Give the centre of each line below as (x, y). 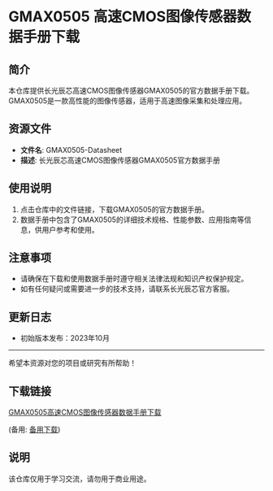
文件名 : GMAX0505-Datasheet (71, 150)
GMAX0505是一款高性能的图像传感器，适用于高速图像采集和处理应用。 (128, 101)
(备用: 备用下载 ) (35, 430)
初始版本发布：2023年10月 (65, 338)
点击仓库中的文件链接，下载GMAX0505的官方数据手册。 (114, 209)
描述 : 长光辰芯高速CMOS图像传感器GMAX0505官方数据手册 (120, 160)
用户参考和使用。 (70, 229)
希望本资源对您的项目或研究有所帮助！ (72, 363)
